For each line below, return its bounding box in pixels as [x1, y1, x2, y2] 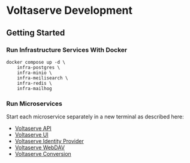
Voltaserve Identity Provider [14, 138, 84, 145]
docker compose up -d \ [6, 59, 66, 65]
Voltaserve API [14, 125, 52, 132]
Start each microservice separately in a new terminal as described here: [6, 113, 184, 120]
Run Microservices [6, 99, 63, 108]
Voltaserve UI [14, 131, 49, 138]
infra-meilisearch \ [17, 75, 68, 81]
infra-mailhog [17, 85, 52, 91]
